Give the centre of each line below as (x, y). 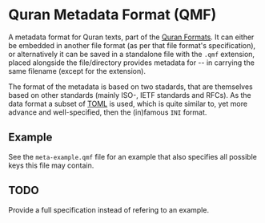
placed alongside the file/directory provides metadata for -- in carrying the (131, 63)
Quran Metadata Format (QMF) (112, 15)
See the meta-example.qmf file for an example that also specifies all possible (133, 156)
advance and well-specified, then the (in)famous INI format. (108, 112)
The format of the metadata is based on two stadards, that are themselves (131, 87)
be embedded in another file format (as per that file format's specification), (132, 45)
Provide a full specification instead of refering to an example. (109, 209)
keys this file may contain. (51, 165)
